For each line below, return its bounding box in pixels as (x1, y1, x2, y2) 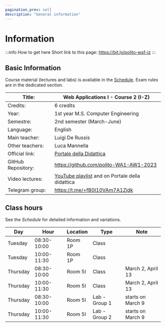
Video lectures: (7, 176, 43, 183)
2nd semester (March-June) (54, 118, 122, 125)
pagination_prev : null (5, 7, 52, 12)
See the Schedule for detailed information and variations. (5, 217, 121, 223)
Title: (22, 94, 35, 101)
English (54, 126, 72, 133)
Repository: (7, 164, 35, 171)
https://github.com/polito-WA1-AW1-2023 (54, 162, 157, 168)
